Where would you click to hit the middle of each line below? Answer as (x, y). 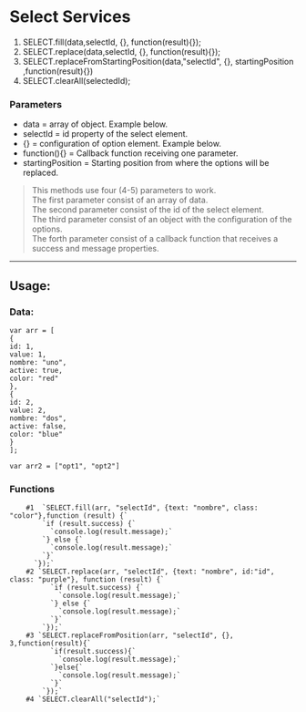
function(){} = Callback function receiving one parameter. (130, 153)
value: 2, (28, 410)
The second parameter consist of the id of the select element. (148, 210)
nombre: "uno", (38, 362)
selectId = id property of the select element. (105, 134)
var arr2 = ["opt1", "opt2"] (65, 466)
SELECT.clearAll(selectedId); (76, 80)
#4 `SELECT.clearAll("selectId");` (93, 699)
